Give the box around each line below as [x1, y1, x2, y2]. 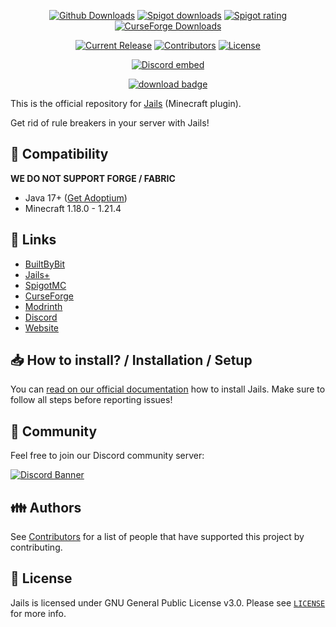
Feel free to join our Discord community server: [10, 450, 205, 462]
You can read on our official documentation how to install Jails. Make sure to [10, 383, 326, 395]
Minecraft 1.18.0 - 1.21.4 [24, 202, 122, 214]
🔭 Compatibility [10, 146, 109, 163]
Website [24, 321, 60, 334]
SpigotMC [24, 279, 67, 291]
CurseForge [24, 290, 75, 302]
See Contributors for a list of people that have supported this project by [10, 531, 305, 543]
